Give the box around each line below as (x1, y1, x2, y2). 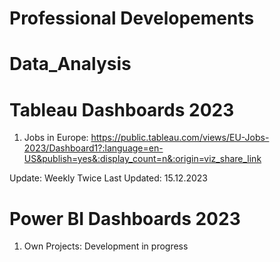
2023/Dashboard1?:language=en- (23, 142, 164, 154)
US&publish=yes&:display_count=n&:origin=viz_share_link (23, 153, 262, 165)
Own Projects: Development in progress (23, 240, 189, 252)
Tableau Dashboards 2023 (9, 98, 235, 121)
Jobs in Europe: (23, 132, 89, 144)
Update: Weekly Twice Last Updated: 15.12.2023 (9, 172, 208, 184)
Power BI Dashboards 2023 (9, 207, 241, 230)
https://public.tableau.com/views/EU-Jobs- (90, 132, 270, 144)
